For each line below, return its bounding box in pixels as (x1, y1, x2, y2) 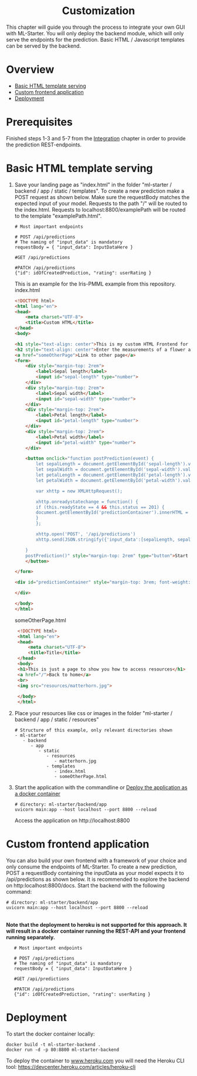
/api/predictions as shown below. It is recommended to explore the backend (6, 876, 189, 883)
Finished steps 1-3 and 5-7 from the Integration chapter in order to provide (6, 135, 186, 142)
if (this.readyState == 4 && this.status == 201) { (36, 504, 165, 510)
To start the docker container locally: (6, 1030, 95, 1037)
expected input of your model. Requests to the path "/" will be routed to (14, 200, 188, 207)
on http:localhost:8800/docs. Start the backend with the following (6, 881, 165, 889)
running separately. (6, 933, 56, 941)
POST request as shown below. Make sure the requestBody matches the (14, 193, 190, 200)
